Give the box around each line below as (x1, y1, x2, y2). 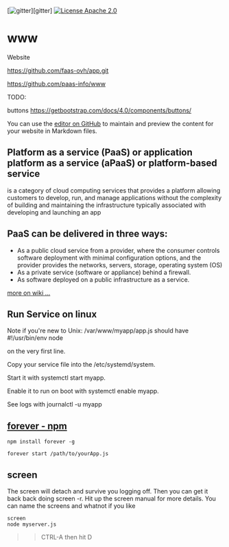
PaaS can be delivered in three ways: (7, 228, 168, 240)
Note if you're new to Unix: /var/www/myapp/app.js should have (7, 326, 189, 335)
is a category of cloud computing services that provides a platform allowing (7, 186, 221, 195)
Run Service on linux (7, 308, 97, 320)
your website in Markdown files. (7, 127, 97, 135)
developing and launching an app (7, 208, 101, 216)
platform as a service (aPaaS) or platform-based (7, 158, 217, 169)
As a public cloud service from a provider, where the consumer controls (16, 246, 220, 254)
